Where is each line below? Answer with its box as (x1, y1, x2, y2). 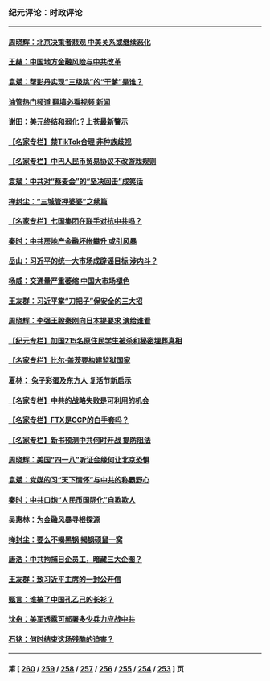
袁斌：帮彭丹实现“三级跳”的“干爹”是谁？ (8, 77, 144, 87)
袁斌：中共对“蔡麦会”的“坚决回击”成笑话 (8, 177, 144, 187)
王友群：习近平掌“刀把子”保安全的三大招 (8, 296, 143, 306)
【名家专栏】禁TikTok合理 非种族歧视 (8, 137, 132, 146)
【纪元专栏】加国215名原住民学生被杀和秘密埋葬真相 (8, 335, 182, 345)
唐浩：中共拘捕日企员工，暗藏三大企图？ (8, 555, 142, 564)
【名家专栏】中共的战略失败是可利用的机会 (8, 396, 149, 405)
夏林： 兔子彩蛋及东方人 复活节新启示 (8, 375, 132, 385)
